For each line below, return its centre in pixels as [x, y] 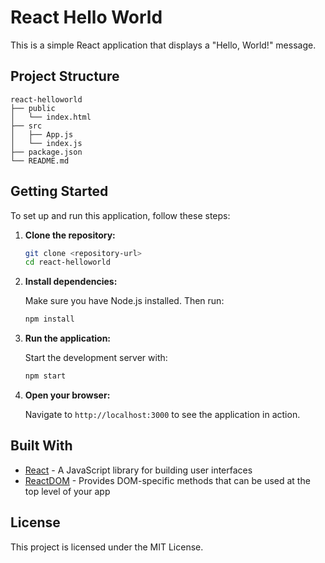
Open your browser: [67, 395]
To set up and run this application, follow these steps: [120, 215]
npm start [45, 376]
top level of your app [67, 491]
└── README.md [40, 161]
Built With [41, 446]
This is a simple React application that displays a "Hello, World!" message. [163, 45]
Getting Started [59, 191]
